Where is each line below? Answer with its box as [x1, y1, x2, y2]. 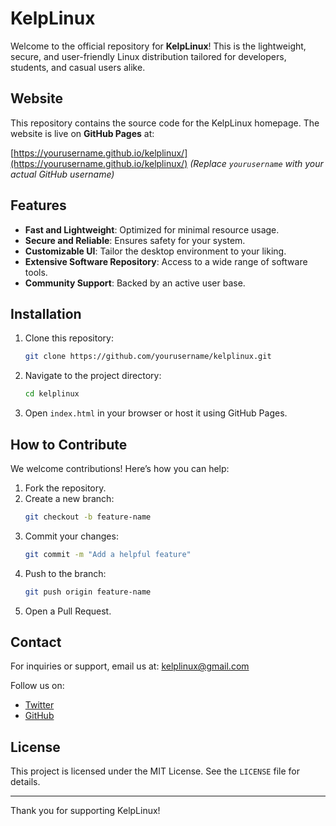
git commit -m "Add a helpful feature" [24, 549, 192, 559]
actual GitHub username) [10, 168, 115, 180]
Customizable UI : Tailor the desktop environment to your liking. [24, 245, 287, 257]
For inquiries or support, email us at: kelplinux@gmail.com [10, 660, 250, 672]
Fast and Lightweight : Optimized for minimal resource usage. [24, 223, 280, 236]
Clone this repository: [24, 332, 114, 344]
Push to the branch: [24, 567, 107, 579]
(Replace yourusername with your [189, 157, 324, 169]
